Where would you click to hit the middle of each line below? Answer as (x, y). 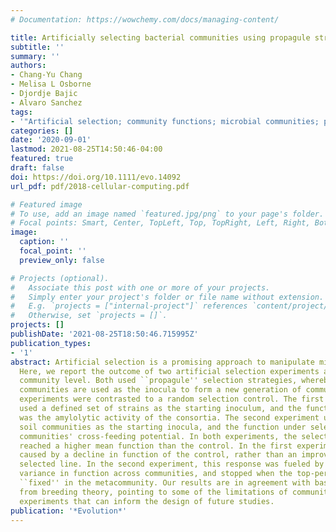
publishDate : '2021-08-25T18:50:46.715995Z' (104, 334)
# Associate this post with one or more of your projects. (140, 287)
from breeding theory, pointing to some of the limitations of (153, 492)
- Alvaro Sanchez (46, 102)
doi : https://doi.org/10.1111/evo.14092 (96, 177)
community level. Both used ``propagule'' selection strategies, (158, 381)
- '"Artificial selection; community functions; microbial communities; (165, 121)
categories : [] (42, 131)
